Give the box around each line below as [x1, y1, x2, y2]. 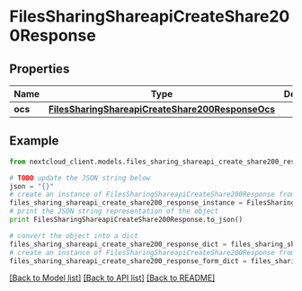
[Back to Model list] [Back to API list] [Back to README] [9, 272, 216, 284]
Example [9, 133, 59, 149]
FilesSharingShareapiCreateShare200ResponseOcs [48, 103, 276, 115]
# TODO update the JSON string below [9, 173, 151, 182]
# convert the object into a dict [9, 231, 139, 240]
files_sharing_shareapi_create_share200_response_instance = [9, 198, 244, 207]
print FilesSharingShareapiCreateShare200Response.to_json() [9, 216, 244, 225]
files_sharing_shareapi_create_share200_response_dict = [9, 240, 227, 249]
